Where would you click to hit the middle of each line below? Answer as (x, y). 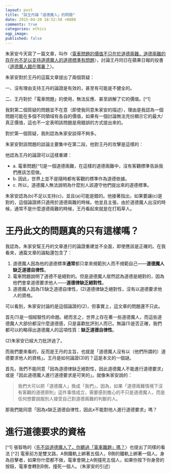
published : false (24, 39)
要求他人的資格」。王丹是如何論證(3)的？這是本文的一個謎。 (72, 358)
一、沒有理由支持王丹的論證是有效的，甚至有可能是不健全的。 (70, 88)
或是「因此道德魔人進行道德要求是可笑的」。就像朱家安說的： (69, 375)
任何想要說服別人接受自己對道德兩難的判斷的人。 (69, 398)
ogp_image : (17, 34)
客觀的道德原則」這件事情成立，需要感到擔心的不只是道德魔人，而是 (94, 392)
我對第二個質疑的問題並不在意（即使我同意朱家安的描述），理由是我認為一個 (84, 110)
